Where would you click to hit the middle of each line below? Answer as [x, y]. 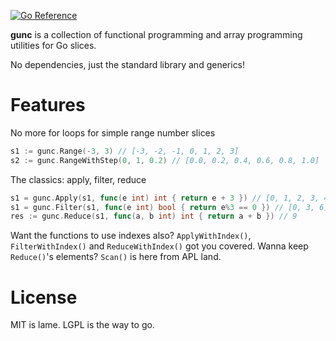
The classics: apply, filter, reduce [78, 179]
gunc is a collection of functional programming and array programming [156, 34]
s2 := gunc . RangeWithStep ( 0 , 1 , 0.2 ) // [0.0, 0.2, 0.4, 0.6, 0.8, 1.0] [165, 160]
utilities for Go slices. [53, 45]
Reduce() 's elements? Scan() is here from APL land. [116, 257]
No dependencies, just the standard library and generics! [128, 64]
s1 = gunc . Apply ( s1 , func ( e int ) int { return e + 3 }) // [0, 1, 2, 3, [165, 198]
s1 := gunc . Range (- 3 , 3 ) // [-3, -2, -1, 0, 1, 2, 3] [125, 151]
